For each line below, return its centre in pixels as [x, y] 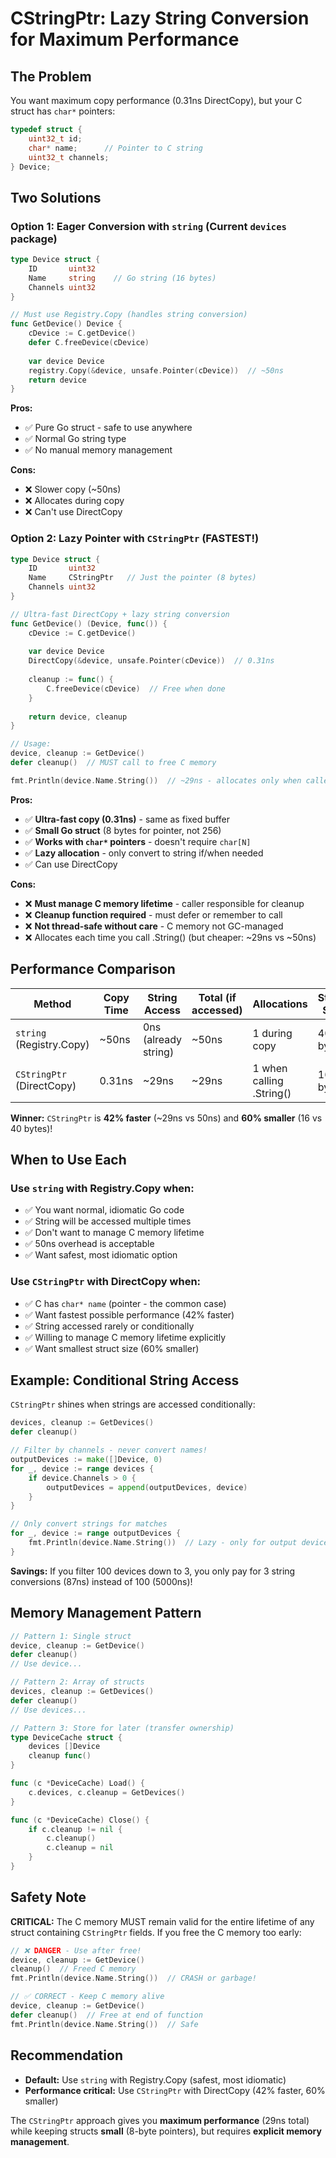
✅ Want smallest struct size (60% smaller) [112, 1348]
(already [162, 1039]
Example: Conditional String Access [125, 1380]
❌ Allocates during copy [74, 501]
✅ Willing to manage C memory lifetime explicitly [125, 1337]
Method [52, 1004]
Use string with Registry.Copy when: [102, 1188]
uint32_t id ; [55, 138]
